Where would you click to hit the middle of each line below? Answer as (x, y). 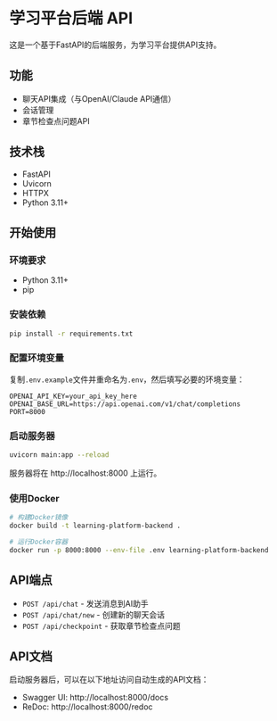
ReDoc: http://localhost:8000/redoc (87, 707)
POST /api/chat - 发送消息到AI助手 (85, 603)
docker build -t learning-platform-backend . (95, 526)
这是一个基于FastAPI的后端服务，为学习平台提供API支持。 (115, 45)
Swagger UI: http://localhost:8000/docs (95, 698)
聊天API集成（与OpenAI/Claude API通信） (99, 98)
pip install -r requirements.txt (71, 334)
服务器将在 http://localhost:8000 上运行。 (86, 473)
